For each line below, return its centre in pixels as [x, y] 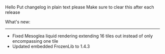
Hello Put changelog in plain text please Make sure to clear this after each [80, 7]
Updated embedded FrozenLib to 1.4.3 [51, 46]
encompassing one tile [35, 41]
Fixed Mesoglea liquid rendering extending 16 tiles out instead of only [82, 36]
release [13, 12]
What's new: [18, 22]
